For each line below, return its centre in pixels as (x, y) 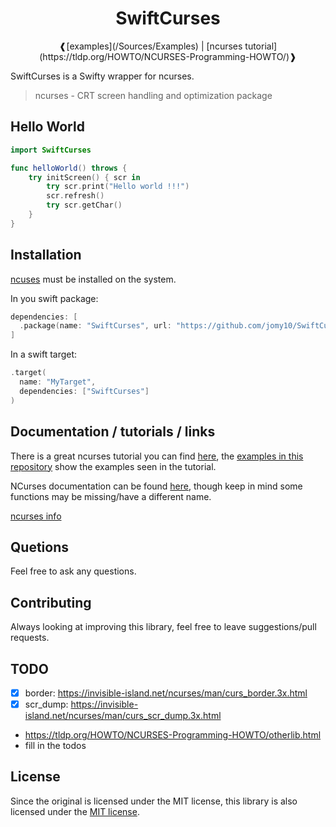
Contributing (51, 602)
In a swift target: (44, 354)
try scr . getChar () (84, 205)
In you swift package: (54, 298)
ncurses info (36, 516)
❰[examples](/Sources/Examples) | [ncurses (150, 46)
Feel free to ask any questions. (73, 571)
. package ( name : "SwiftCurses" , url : (95, 326)
